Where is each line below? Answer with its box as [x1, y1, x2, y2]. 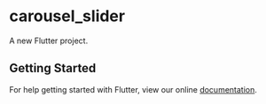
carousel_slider [9, 6, 126, 26]
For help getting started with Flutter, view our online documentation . [9, 84, 257, 94]
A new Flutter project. [9, 35, 89, 46]
